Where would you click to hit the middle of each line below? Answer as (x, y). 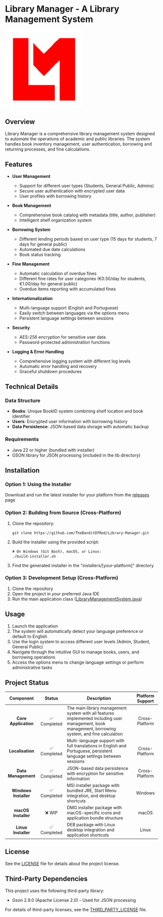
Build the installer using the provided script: (56, 542)
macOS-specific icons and (94, 813)
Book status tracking (40, 254)
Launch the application (35, 626)
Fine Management (31, 264)
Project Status (27, 683)
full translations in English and (97, 746)
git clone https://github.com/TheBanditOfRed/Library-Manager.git (81, 533)
